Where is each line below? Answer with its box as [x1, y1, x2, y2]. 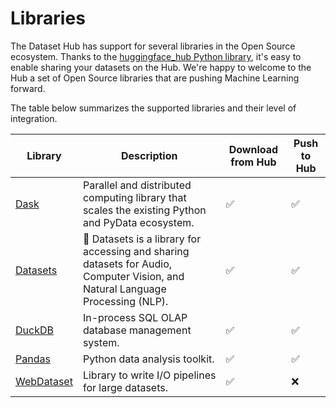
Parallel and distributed [82, 178, 192, 192]
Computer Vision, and [82, 269, 185, 283]
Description [121, 148, 178, 162]
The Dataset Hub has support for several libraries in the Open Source [10, 40, 296, 52]
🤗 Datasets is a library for [82, 232, 202, 246]
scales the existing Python [82, 203, 207, 217]
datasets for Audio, [82, 257, 173, 271]
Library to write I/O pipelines [82, 368, 217, 382]
